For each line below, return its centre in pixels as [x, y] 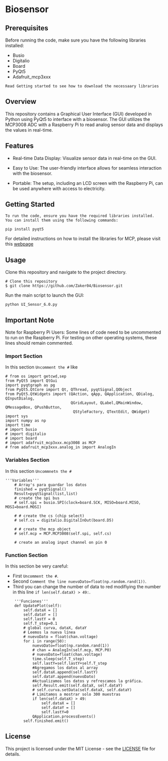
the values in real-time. [29, 130]
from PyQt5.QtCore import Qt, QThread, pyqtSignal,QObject [69, 390]
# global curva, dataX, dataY [55, 628]
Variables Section [27, 460]
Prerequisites [27, 28]
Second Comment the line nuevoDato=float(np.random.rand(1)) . [79, 581]
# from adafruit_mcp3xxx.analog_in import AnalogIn [61, 447]
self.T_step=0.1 [40, 623]
